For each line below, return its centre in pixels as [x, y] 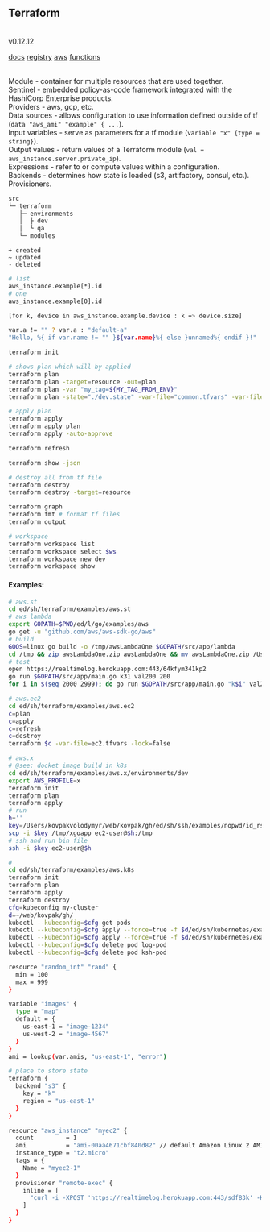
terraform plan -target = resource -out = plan [82, 382]
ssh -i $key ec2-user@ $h [50, 848]
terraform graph [35, 507]
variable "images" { [43, 1004]
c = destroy [25, 736]
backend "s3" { [41, 1086]
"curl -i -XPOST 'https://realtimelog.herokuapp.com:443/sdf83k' [141, 1198]
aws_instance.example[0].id [55, 301]
